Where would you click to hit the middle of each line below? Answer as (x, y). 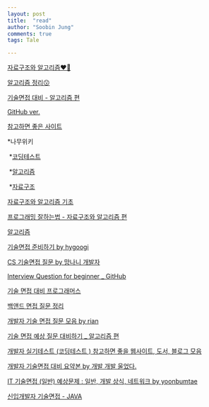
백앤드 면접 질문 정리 (36, 306)
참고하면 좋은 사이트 (35, 127)
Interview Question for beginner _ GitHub (67, 277)
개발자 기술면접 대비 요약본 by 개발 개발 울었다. (72, 367)
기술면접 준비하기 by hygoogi (48, 247)
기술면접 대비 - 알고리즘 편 (43, 98)
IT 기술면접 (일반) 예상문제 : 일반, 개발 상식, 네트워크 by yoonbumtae (102, 381)
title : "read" (30, 21)
